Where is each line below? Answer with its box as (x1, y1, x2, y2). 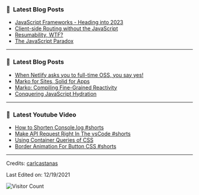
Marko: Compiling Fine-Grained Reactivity (14, 84, 117, 91)
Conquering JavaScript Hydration (14, 90, 97, 97)
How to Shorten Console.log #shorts (14, 123, 104, 131)
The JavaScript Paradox (14, 38, 74, 45)
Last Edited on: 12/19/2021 (6, 171, 70, 178)
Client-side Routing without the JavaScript (14, 25, 118, 32)
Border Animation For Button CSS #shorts (14, 142, 117, 149)
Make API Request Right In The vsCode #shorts (14, 130, 131, 137)
